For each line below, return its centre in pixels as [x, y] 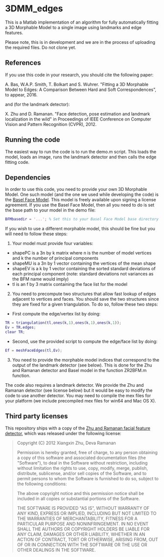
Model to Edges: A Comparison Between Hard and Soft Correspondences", [81, 90]
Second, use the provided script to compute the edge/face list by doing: [85, 341]
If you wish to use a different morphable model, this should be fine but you [80, 229]
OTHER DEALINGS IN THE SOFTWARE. [56, 550]
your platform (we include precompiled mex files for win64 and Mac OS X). [81, 401]
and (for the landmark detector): [37, 104]
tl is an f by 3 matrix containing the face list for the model [70, 284]
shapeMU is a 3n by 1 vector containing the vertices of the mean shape [84, 263]
